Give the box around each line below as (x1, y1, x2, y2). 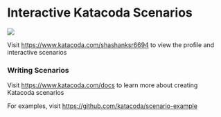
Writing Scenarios (7, 65, 69, 75)
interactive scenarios (7, 48, 67, 56)
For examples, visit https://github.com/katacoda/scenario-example (7, 102, 197, 110)
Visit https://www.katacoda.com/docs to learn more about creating (7, 81, 198, 89)
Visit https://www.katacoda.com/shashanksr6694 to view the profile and (7, 40, 215, 49)
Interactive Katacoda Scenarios (7, 5, 193, 21)
